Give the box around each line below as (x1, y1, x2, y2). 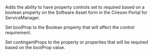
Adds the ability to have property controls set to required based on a (5, 4, 145, 10)
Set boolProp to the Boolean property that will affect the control (5, 24, 135, 30)
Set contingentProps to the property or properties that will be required (5, 39, 149, 45)
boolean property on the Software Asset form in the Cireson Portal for (5, 9, 148, 15)
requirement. (5, 30, 31, 35)
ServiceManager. (5, 15, 40, 20)
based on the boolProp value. (5, 45, 65, 50)
